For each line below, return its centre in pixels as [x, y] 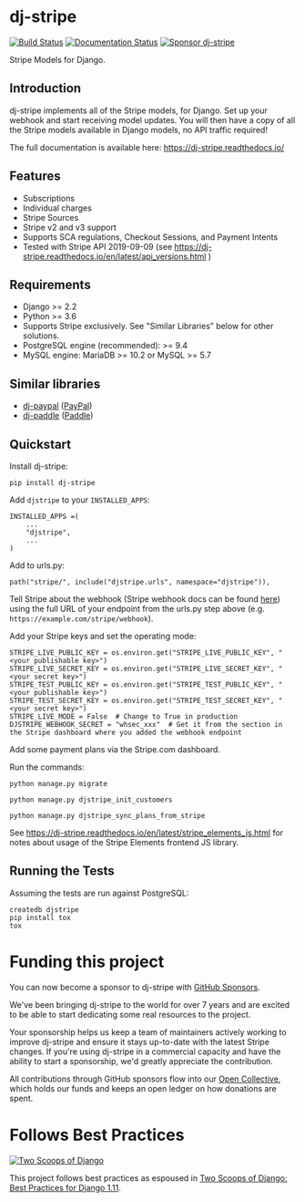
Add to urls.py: [37, 565]
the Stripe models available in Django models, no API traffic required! [139, 130]
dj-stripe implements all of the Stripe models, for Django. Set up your [139, 110]
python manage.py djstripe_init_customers [91, 800]
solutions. [41, 336]
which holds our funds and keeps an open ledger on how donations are [143, 1088]
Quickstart [41, 444]
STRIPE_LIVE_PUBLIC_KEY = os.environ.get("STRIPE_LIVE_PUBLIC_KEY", [142, 653]
